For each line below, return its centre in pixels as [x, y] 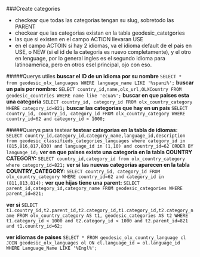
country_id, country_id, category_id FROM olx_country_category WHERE [96, 114]
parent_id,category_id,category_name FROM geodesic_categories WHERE [95, 188]
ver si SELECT [22, 205]
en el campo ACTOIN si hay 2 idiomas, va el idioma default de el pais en [103, 45]
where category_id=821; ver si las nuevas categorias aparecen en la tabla [98, 165]
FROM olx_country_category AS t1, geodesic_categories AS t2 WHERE [102, 216]
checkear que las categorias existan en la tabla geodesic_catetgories [100, 33]
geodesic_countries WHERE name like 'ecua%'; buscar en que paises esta [98, 95]
